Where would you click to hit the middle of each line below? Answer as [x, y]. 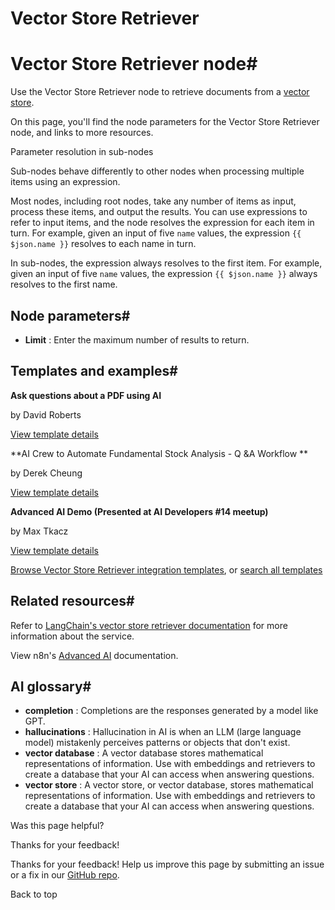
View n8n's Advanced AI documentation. [94, 655]
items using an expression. [65, 182]
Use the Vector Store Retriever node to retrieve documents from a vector [160, 92]
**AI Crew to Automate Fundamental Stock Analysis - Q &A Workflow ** [159, 453]
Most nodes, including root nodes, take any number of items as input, [153, 201]
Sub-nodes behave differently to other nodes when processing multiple [157, 171]
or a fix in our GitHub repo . [65, 875]
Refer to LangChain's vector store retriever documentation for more [149, 625]
